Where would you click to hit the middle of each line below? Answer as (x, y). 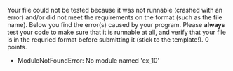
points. (17, 47)
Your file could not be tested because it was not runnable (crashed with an (115, 10)
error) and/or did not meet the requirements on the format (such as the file (115, 17)
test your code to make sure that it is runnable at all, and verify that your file (117, 32)
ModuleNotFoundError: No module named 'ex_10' (88, 61)
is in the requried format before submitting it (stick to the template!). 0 (108, 40)
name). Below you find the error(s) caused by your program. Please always (116, 25)
